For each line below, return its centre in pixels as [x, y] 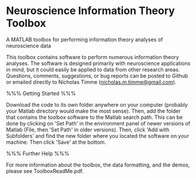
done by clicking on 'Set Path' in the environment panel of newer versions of [98, 123]
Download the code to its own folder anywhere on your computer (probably [97, 104]
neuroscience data [29, 46]
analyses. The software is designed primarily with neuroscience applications [98, 63]
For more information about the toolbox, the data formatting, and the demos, [98, 165]
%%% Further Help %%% [38, 153]
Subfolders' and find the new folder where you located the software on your [97, 135]
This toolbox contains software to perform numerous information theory [93, 57]
